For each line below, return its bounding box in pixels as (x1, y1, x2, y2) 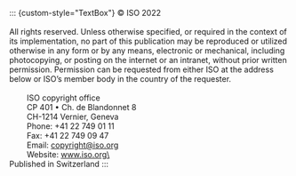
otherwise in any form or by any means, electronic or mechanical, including (9, 45, 285, 56)
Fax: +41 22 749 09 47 (26, 131, 109, 140)
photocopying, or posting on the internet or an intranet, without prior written (9, 55, 287, 65)
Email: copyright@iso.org (26, 140, 119, 150)
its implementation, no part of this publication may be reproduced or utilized (9, 36, 287, 46)
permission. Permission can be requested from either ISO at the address (9, 64, 274, 75)
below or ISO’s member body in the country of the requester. (9, 74, 232, 84)
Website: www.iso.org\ (26, 149, 110, 159)
